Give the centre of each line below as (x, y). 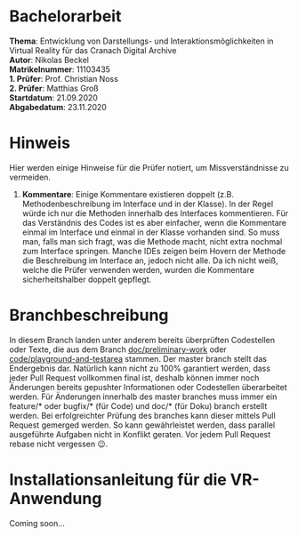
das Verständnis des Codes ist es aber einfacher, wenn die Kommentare (154, 222)
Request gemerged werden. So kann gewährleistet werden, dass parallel (142, 425)
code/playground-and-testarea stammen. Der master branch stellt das (138, 358)
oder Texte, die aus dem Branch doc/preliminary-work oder (118, 349)
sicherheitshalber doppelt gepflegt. (87, 279)
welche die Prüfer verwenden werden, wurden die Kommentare (138, 269)
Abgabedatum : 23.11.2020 (58, 107)
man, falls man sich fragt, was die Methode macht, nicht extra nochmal (152, 241)
